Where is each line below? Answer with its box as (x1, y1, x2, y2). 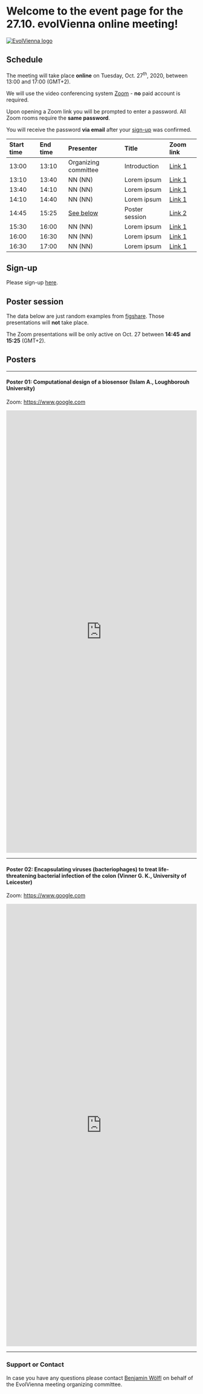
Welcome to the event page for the (6, 4, 184, 18)
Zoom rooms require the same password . (6, 114, 111, 122)
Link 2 (169, 209, 187, 217)
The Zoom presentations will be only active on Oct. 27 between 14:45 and (6, 331, 191, 338)
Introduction (124, 162, 159, 171)
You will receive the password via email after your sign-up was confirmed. (6, 126, 192, 134)
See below (68, 209, 98, 217)
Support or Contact (6, 1360, 65, 1369)
